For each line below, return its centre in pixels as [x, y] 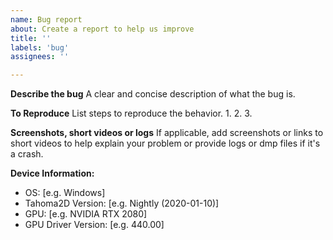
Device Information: [52, 173]
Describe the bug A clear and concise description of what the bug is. [153, 94]
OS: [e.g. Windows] [65, 193]
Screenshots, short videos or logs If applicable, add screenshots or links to [167, 133]
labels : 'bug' [40, 47]
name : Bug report [46, 19]
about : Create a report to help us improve [102, 29]
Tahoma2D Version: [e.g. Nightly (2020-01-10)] [122, 203]
